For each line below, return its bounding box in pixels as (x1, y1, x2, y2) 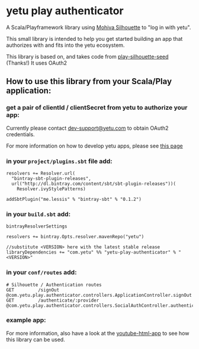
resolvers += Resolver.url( (6, 170, 76, 176)
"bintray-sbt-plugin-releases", (11, 175, 92, 181)
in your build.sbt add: (6, 210, 71, 218)
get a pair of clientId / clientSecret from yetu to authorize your (6, 104, 188, 112)
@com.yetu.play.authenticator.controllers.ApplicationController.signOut (6, 292, 192, 298)
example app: (6, 316, 46, 324)
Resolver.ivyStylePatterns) (17, 185, 86, 192)
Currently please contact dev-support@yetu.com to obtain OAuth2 (6, 124, 169, 132)
